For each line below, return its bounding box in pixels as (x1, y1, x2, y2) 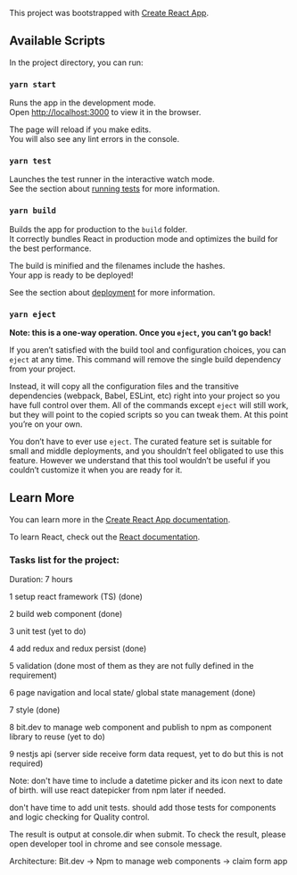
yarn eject (9, 309, 56, 320)
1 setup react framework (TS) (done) (9, 591, 143, 602)
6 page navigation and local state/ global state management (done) (9, 687, 256, 698)
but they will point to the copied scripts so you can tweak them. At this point (9, 410, 288, 420)
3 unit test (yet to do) (9, 626, 87, 637)
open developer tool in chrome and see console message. (9, 838, 223, 849)
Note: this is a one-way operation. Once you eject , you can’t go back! (9, 328, 272, 337)
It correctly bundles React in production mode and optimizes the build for (9, 233, 278, 244)
